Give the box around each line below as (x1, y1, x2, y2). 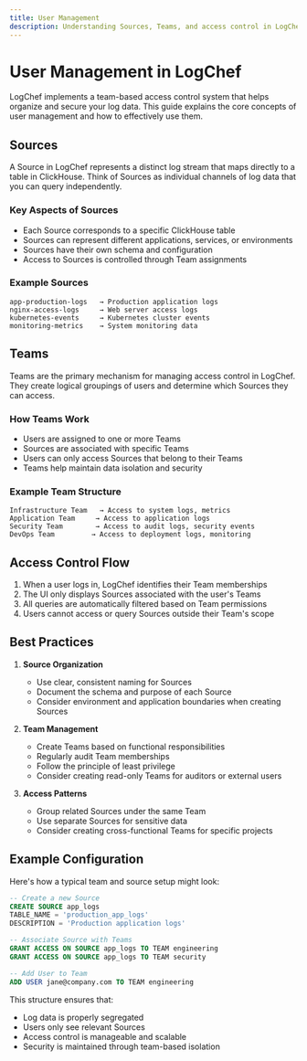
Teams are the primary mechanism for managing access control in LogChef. (9, 370, 295, 381)
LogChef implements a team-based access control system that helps (9, 91, 270, 102)
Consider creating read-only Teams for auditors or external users (36, 769, 282, 781)
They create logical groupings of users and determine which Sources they (9, 380, 289, 391)
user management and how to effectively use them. (9, 111, 204, 122)
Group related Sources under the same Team (36, 805, 206, 816)
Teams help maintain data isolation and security (22, 462, 203, 473)
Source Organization (22, 659, 103, 670)
